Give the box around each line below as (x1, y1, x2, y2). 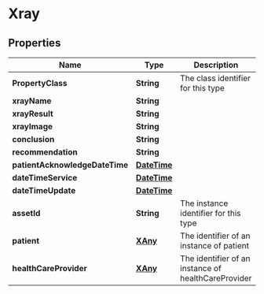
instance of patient (180, 240, 250, 251)
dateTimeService (12, 173, 78, 183)
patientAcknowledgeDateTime (12, 159, 129, 170)
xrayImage (12, 121, 53, 132)
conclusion (12, 134, 55, 144)
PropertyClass (12, 78, 68, 88)
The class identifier (180, 73, 251, 84)
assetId (12, 208, 41, 218)
